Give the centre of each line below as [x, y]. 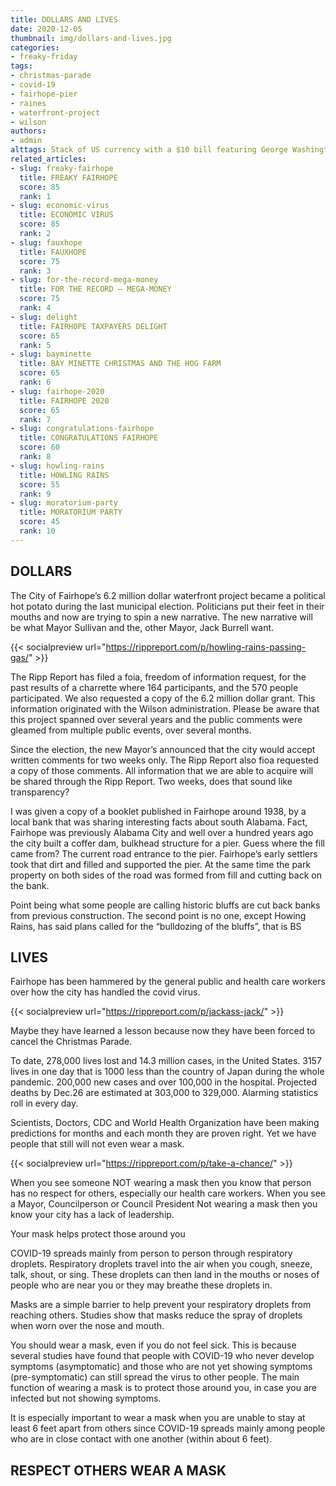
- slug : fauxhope [46, 242]
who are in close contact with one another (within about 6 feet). [141, 1439]
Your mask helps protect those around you [98, 1234]
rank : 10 [37, 531]
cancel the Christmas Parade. [71, 1042]
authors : [28, 131]
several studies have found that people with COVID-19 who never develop [162, 1356]
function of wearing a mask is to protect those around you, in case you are [164, 1388]
